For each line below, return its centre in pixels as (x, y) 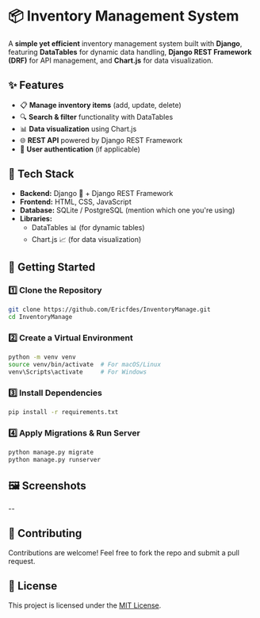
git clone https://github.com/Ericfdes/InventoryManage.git (110, 310)
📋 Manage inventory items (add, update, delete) (101, 105)
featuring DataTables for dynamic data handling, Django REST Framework (130, 52)
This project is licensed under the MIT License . (85, 605)
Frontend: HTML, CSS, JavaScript (76, 202)
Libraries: (36, 218)
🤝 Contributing (45, 534)
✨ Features (36, 85)
